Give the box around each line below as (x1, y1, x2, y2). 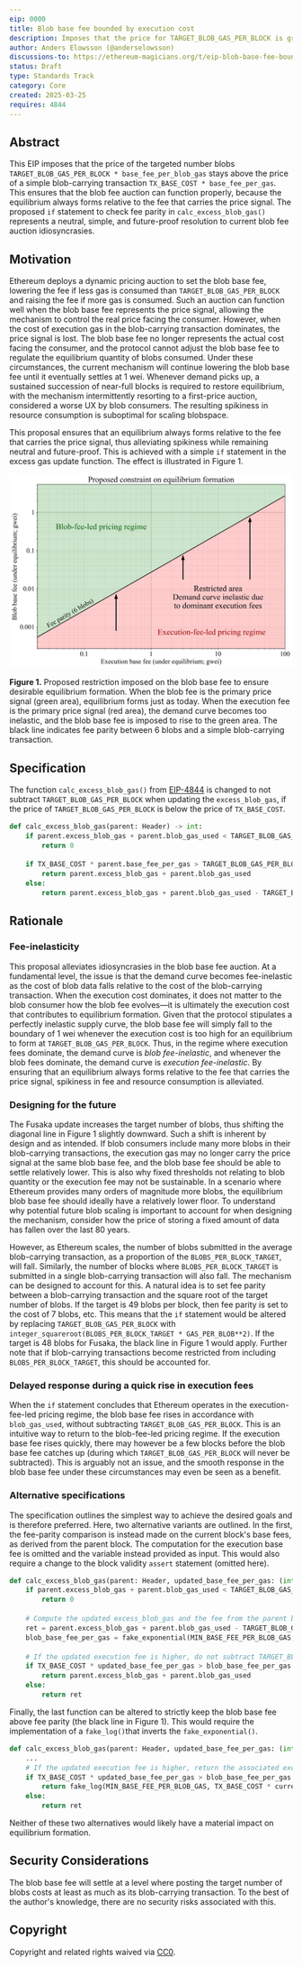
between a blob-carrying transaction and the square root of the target (9, 1289, 268, 1300)
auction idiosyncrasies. (9, 225, 95, 236)
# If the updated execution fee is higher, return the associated (25, 1763, 280, 1772)
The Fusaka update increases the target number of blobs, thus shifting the (9, 1119, 285, 1129)
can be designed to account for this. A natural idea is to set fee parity (9, 1280, 266, 1291)
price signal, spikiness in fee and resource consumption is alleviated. (9, 1075, 264, 1086)
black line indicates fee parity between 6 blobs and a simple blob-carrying (9, 725, 285, 736)
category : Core (9, 81, 67, 90)
